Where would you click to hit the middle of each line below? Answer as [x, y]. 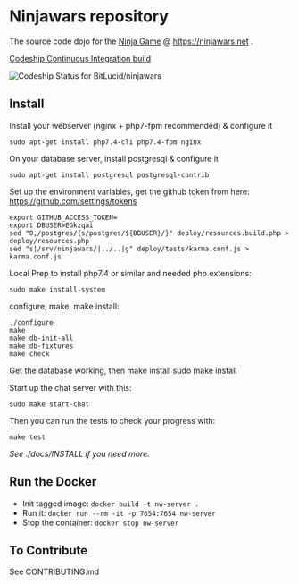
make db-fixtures [41, 346]
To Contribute [49, 550]
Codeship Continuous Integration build [80, 58]
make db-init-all [41, 338]
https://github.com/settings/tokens [73, 201]
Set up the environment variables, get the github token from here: [129, 191]
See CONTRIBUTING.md [54, 572]
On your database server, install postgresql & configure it [114, 158]
